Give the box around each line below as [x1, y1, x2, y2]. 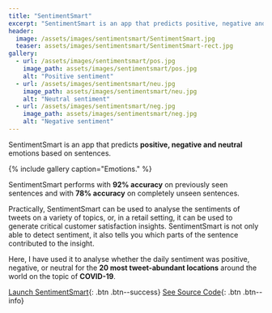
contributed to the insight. [8, 238, 95, 248]
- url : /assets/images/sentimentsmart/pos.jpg [15, 58, 176, 66]
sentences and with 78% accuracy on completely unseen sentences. [8, 188, 240, 198]
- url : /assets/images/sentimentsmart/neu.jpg [15, 79, 176, 88]
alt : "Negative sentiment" [23, 118, 114, 126]
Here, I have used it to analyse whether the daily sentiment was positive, [8, 254, 250, 264]
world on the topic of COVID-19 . [8, 271, 116, 281]
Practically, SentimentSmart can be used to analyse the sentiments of [8, 204, 240, 213]
